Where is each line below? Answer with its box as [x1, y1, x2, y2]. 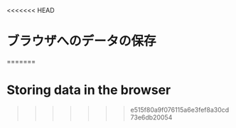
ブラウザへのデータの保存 [6, 33, 157, 49]
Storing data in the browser [6, 82, 171, 98]
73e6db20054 [130, 113, 173, 122]
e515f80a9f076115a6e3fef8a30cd [130, 105, 230, 114]
